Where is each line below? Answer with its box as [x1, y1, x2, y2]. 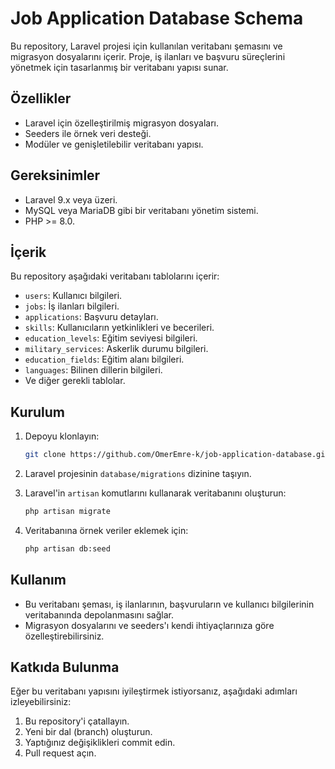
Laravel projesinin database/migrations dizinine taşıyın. [24, 468, 252, 480]
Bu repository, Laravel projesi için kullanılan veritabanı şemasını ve [10, 40, 283, 52]
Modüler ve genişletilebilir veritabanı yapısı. [24, 138, 204, 150]
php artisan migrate [24, 507, 111, 517]
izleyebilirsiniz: [10, 696, 72, 708]
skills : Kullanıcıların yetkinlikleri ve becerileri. [24, 322, 215, 334]
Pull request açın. [24, 747, 97, 759]
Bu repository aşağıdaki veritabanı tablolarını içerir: [10, 270, 220, 282]
